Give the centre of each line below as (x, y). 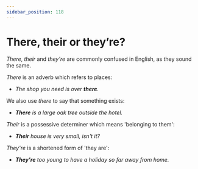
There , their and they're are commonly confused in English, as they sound (99, 59)
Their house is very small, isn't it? (58, 136)
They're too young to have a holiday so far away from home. (92, 159)
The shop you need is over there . (57, 89)
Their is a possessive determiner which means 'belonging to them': (90, 124)
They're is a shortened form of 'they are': (58, 148)
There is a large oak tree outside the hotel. (69, 112)
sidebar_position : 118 (35, 12)
